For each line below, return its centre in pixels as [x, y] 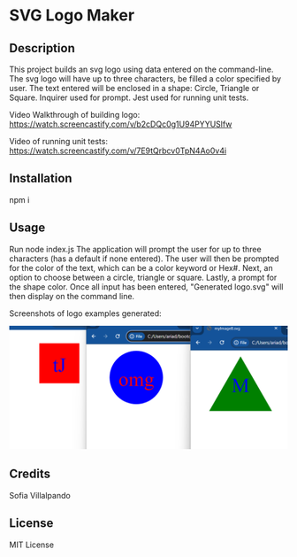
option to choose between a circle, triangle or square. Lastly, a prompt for [143, 277]
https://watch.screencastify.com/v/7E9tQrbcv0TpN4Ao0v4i [118, 151]
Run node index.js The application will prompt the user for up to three [136, 249]
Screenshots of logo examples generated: [85, 313]
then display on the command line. [72, 296]
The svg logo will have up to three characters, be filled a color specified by [145, 79]
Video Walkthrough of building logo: [75, 115]
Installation [41, 178]
